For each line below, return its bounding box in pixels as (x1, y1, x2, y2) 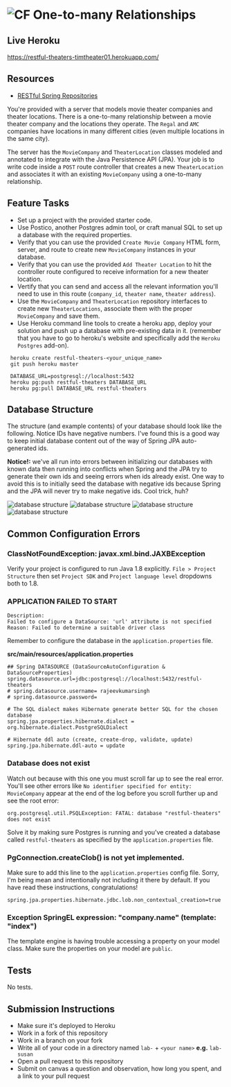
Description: (7, 613, 45, 619)
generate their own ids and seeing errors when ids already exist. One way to (7, 472, 225, 481)
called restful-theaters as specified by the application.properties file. (7, 835, 214, 844)
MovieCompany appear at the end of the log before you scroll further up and (7, 789, 218, 797)
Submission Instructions (7, 1003, 115, 1015)
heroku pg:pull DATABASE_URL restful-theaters (10, 385, 147, 392)
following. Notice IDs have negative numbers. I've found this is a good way (7, 429, 220, 438)
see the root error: (7, 796, 59, 805)
